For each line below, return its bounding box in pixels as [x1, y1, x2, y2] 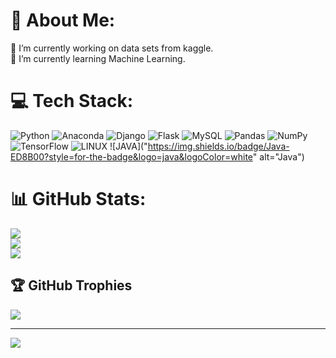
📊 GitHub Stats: [10, 188, 147, 211]
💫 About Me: [10, 9, 116, 32]
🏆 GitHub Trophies [10, 277, 133, 294]
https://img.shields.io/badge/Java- [147, 140, 290, 152]
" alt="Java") [252, 150, 305, 163]
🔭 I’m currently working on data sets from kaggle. [10, 42, 214, 54]
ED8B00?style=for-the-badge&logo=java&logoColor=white [10, 150, 253, 163]
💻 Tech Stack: [10, 90, 134, 113]
